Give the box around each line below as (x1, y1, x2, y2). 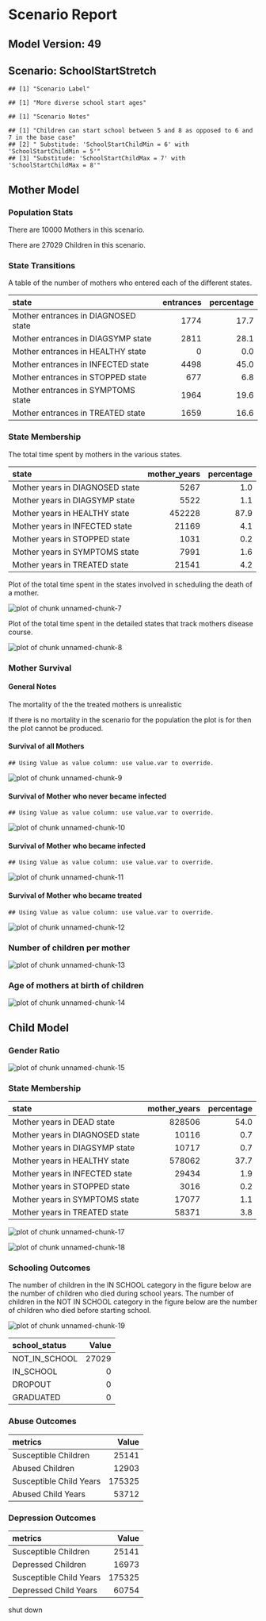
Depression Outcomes (8, 1512, 97, 1523)
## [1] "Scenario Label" (8, 85, 90, 93)
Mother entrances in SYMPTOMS (12, 385, 136, 396)
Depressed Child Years (12, 1585, 97, 1596)
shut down (8, 1605, 43, 1615)
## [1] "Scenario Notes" (8, 113, 90, 121)
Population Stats (8, 206, 74, 218)
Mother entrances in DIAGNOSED (12, 310, 136, 322)
